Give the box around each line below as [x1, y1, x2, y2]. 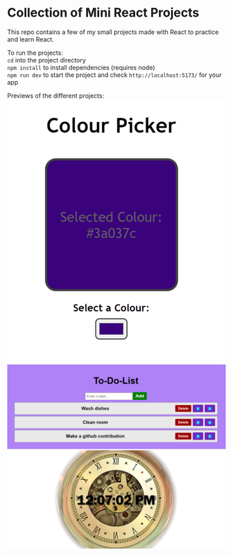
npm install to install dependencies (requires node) [7, 63, 155, 71]
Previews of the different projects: [7, 92, 105, 100]
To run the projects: [7, 49, 64, 57]
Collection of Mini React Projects [7, 5, 200, 21]
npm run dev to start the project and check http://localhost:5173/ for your [7, 71, 222, 79]
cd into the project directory [7, 55, 87, 64]
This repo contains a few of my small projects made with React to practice [7, 28, 219, 36]
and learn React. [7, 35, 54, 43]
